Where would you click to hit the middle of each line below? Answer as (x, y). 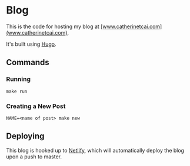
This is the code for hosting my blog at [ (54, 26)
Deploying (25, 136)
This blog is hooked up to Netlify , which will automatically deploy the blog (95, 150)
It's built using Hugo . (31, 44)
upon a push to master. (34, 157)
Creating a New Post (36, 106)
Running (19, 79)
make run (17, 92)
